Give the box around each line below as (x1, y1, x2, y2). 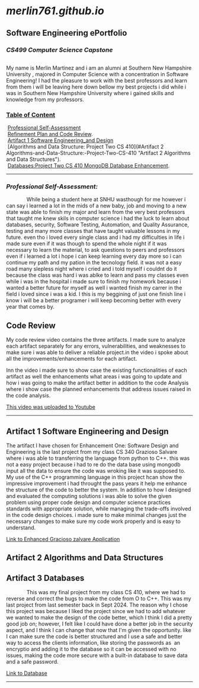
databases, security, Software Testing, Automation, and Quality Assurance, (6, 221, 190, 228)
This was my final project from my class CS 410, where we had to (26, 589, 186, 596)
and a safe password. (6, 658, 59, 665)
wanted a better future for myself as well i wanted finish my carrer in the (6, 284, 182, 292)
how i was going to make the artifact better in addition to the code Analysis (6, 379, 189, 387)
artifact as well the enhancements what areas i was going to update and (6, 373, 182, 380)
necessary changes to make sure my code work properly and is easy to (6, 518, 181, 525)
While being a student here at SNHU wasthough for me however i (26, 196, 186, 203)
